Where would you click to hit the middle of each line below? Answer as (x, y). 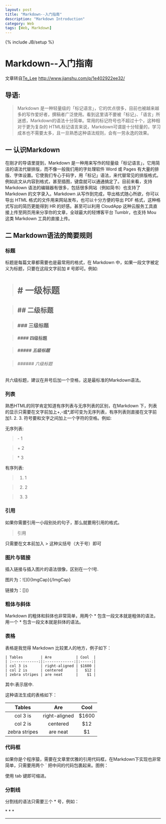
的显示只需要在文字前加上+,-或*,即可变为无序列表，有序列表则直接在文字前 (81, 412)
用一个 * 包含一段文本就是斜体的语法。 (44, 622)
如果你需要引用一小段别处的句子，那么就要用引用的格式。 (63, 522)
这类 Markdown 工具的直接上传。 (39, 218)
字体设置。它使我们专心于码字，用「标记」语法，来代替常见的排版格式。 (87, 175)
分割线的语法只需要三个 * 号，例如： (42, 802)
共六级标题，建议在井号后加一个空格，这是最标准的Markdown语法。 (74, 380)
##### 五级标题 (34, 350)
